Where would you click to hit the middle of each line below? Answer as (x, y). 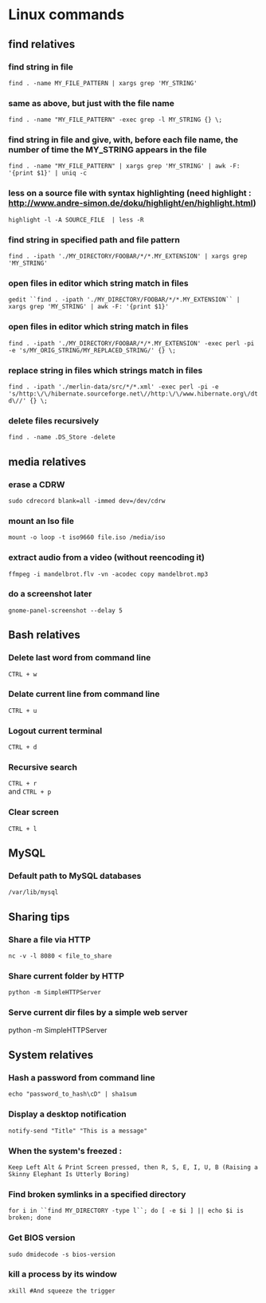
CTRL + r (23, 784)
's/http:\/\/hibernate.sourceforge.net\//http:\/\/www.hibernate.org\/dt (133, 394)
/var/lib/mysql (33, 892)
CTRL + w (23, 674)
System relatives (51, 1055)
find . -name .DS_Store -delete (62, 437)
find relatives (42, 44)
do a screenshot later (50, 594)
